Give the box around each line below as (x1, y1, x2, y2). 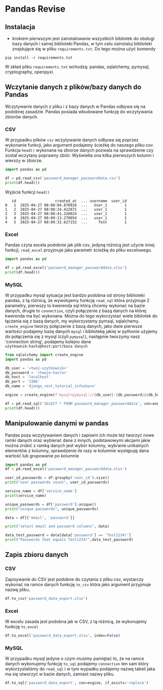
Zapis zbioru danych (5, 551, 69, 559)
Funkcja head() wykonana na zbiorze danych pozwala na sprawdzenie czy (5, 147, 154, 153)
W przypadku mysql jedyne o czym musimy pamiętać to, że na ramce (5, 656, 144, 661)
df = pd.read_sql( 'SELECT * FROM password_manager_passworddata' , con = (5, 401, 153, 406)
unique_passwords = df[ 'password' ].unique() (5, 502, 97, 507)
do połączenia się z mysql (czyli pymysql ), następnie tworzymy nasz (5, 334, 141, 339)
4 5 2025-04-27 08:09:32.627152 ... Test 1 (5, 219, 127, 224)
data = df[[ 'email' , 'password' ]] (5, 515, 75, 520)
